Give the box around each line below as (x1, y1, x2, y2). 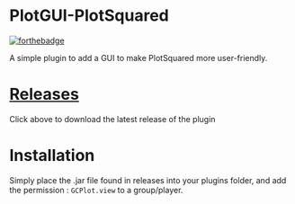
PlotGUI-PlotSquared (9, 5, 169, 26)
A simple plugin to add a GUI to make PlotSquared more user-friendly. (9, 52, 268, 63)
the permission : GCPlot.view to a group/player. (9, 184, 183, 195)
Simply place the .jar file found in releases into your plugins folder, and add (9, 174, 287, 185)
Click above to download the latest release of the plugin (9, 113, 216, 124)
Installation (9, 146, 95, 166)
